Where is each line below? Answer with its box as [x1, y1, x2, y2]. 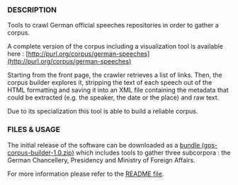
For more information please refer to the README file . [7, 169, 164, 178]
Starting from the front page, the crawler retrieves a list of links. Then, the [7, 71, 222, 79]
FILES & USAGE [7, 125, 61, 135]
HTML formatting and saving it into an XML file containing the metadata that [7, 86, 229, 95]
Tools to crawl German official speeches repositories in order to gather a [7, 21, 220, 30]
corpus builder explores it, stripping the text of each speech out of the [7, 78, 212, 87]
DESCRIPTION [7, 5, 57, 15]
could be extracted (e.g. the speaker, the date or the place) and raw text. [7, 93, 220, 102]
